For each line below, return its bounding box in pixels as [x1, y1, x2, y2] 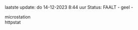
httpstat [5, 19, 21, 25]
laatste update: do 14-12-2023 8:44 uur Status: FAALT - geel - [5, 4, 133, 10]
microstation [5, 14, 31, 19]
